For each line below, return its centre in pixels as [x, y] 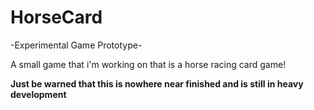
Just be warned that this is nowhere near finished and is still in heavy [157, 83]
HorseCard [56, 17]
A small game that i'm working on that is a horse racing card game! [148, 64]
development [38, 94]
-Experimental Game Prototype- [76, 45]
